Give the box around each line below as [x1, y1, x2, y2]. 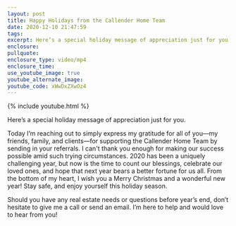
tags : [7, 30, 23, 37]
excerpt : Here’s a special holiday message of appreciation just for [7, 37, 216, 44]
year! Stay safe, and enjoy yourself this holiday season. [7, 182, 168, 191]
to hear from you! [7, 210, 58, 219]
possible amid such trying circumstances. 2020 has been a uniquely [7, 152, 206, 160]
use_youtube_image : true [7, 69, 80, 76]
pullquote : [7, 50, 39, 57]
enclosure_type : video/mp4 [7, 56, 87, 64]
